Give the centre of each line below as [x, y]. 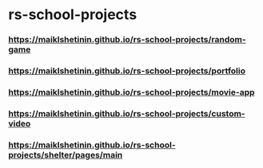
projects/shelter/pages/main [66, 154]
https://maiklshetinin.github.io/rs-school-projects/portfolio [127, 71]
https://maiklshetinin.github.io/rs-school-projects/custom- [127, 113]
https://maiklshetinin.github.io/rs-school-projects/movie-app [131, 92]
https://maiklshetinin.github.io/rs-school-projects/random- [127, 40]
